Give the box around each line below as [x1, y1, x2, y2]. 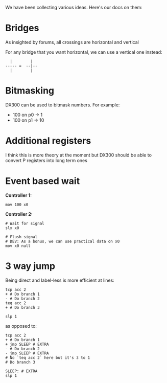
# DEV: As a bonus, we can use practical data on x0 [5, 239, 120, 244]
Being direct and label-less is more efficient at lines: [5, 277, 115, 283]
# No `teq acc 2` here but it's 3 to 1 [5, 355, 90, 360]
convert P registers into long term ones [5, 157, 88, 163]
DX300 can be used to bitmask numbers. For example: [5, 102, 120, 108]
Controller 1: [5, 192, 32, 198]
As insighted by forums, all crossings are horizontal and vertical [5, 39, 139, 45]
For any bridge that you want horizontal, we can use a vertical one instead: [5, 49, 162, 55]
